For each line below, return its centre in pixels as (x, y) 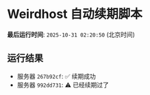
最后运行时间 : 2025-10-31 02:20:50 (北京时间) (71, 34)
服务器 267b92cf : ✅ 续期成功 (56, 76)
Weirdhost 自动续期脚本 (75, 14)
